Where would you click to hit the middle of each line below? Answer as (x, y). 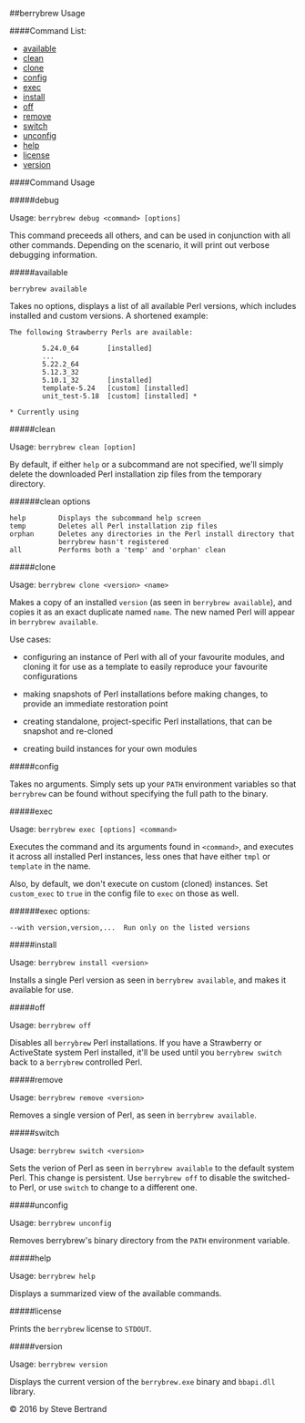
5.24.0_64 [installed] (97, 348)
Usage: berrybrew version (59, 1364)
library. (23, 1391)
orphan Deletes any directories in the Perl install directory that (152, 534)
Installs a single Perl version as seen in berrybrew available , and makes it (148, 980)
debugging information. (54, 255)
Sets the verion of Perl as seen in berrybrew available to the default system (152, 1168)
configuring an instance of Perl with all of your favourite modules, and (153, 657)
